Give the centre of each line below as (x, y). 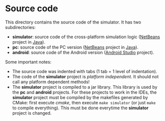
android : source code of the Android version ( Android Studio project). (83, 52)
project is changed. (32, 113)
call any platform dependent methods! (51, 82)
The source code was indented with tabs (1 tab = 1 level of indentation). (85, 71)
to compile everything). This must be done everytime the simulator (80, 108)
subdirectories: (20, 27)
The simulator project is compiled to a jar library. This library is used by (85, 87)
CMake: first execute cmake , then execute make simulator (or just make (84, 102)
